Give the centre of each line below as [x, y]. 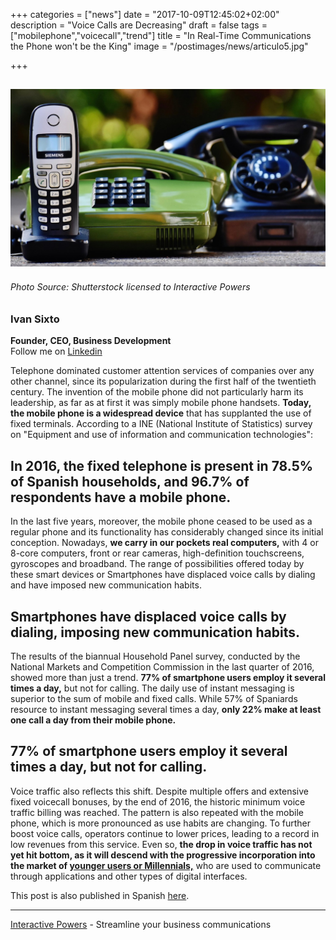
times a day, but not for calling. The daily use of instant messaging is [152, 688]
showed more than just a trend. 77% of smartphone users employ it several [168, 678]
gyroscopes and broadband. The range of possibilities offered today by [157, 564]
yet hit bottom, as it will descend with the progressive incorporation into [163, 855]
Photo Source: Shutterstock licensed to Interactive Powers [130, 287]
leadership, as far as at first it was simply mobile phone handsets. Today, [161, 403]
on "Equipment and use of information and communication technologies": [161, 435]
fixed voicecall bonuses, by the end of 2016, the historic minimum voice [158, 801]
